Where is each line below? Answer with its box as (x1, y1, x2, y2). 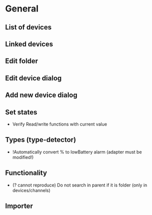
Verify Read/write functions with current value (12, 121, 107, 127)
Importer (5, 201, 33, 210)
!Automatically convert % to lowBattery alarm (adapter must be (12, 148, 142, 155)
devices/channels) (12, 187, 51, 193)
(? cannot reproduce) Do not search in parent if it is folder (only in (12, 182, 148, 188)
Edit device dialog (5, 73, 62, 82)
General (5, 3, 39, 14)
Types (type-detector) (5, 135, 76, 144)
